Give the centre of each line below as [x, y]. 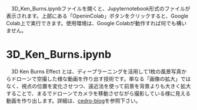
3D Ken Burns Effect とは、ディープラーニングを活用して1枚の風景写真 [96, 71]
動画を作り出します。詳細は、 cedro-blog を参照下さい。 [74, 101]
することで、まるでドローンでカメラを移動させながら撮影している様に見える [98, 93]
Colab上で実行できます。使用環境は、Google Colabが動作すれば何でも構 [94, 23]
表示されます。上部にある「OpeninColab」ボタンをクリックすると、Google [97, 16]
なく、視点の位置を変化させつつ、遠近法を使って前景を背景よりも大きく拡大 [98, 86]
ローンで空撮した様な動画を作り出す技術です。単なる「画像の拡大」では [103, 78]
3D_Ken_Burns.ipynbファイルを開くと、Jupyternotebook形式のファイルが [101, 8]
